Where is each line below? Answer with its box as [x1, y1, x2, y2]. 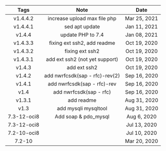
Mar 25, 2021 [125, 15, 158, 22]
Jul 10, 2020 [126, 129, 157, 136]
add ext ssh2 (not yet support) [46, 56, 119, 62]
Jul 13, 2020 [126, 121, 157, 128]
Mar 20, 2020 [125, 138, 158, 144]
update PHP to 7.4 [60, 31, 104, 38]
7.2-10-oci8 [8, 129, 39, 136]
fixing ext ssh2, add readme [48, 40, 116, 46]
